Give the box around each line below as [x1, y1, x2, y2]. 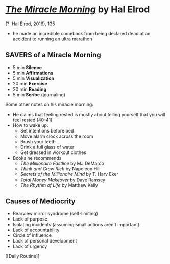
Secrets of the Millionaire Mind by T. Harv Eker [20, 171, 119, 177]
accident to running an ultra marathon [12, 36, 92, 42]
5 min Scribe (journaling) [12, 91, 65, 98]
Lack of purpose [12, 216, 47, 222]
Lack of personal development [12, 237, 77, 244]
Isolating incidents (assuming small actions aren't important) [12, 221, 140, 227]
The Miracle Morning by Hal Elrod [5, 4, 150, 15]
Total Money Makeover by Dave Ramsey [20, 177, 106, 183]
